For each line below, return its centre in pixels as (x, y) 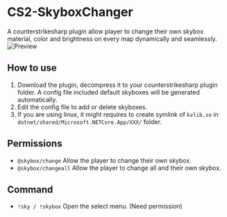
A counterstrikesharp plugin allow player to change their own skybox (106, 31)
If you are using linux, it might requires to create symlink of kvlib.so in (118, 114)
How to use (32, 68)
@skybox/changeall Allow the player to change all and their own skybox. (119, 168)
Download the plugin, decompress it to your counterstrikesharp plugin (117, 85)
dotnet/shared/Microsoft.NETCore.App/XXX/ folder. (89, 122)
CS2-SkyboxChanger (70, 12)
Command (30, 190)
